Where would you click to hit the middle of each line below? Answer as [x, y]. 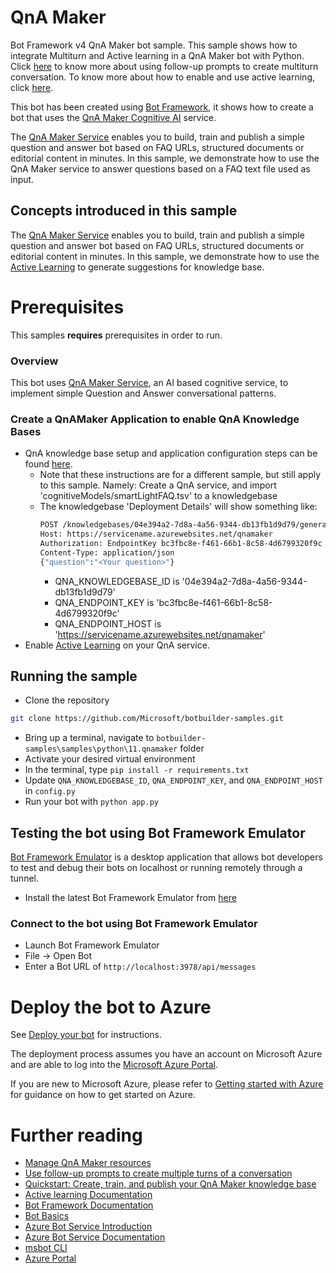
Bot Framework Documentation [89, 1205]
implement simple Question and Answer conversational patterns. [143, 393]
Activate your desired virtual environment [110, 759]
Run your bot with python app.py [91, 802]
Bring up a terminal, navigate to [89, 738]
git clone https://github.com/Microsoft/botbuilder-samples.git [147, 719]
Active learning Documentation [88, 1195]
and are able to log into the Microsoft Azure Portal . [114, 1065]
